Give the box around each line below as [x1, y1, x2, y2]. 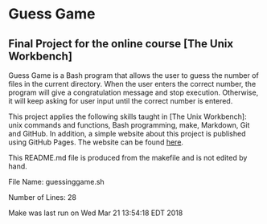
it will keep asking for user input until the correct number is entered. [8, 96, 233, 105]
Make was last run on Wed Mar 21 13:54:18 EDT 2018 [8, 208, 183, 218]
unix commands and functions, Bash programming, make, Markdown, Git [8, 120, 250, 129]
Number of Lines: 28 [8, 193, 76, 202]
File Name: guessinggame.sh [8, 177, 105, 186]
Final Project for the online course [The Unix [8, 37, 234, 51]
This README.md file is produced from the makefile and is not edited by [8, 153, 248, 162]
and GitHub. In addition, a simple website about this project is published [8, 129, 247, 138]
